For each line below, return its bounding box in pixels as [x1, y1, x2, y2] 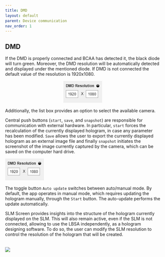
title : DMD [5, 8, 28, 13]
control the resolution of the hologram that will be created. [5, 231, 123, 237]
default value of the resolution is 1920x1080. [5, 71, 95, 77]
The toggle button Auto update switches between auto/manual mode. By [5, 185, 152, 192]
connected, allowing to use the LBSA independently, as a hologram [5, 221, 141, 227]
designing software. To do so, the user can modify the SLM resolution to [5, 226, 152, 232]
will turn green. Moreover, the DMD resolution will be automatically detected [5, 61, 160, 66]
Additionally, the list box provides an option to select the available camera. [5, 108, 156, 114]
